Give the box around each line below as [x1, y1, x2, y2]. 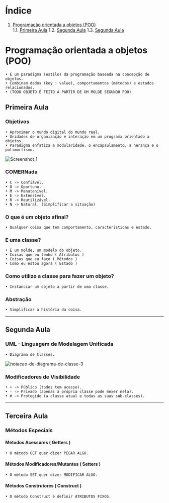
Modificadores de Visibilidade [5, 373, 80, 380]
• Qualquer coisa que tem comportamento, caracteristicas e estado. [5, 225, 152, 230]
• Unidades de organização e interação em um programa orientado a [5, 134, 150, 139]
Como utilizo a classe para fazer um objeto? [5, 273, 114, 280]
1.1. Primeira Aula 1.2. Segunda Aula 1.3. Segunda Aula [12, 27, 124, 33]
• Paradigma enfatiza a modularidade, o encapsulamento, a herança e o [5, 143, 158, 148]
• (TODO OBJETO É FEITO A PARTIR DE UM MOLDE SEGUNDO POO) [5, 89, 132, 94]
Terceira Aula [5, 412, 48, 421]
